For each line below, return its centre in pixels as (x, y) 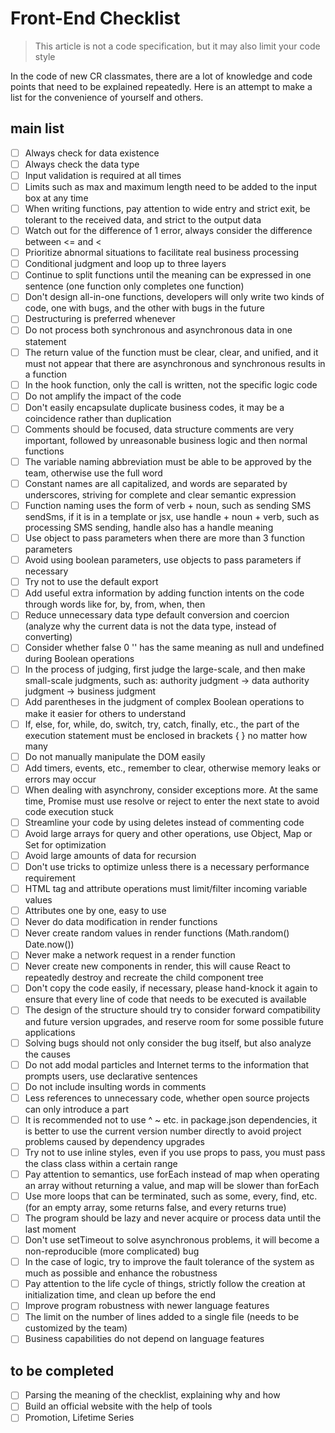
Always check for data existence (92, 153)
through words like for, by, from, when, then (115, 604)
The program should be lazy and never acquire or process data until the (173, 1218)
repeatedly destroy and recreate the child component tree (144, 978)
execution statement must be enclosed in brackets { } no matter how (166, 735)
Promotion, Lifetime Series (79, 1418)
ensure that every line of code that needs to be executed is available (165, 999)
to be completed (62, 1370)
